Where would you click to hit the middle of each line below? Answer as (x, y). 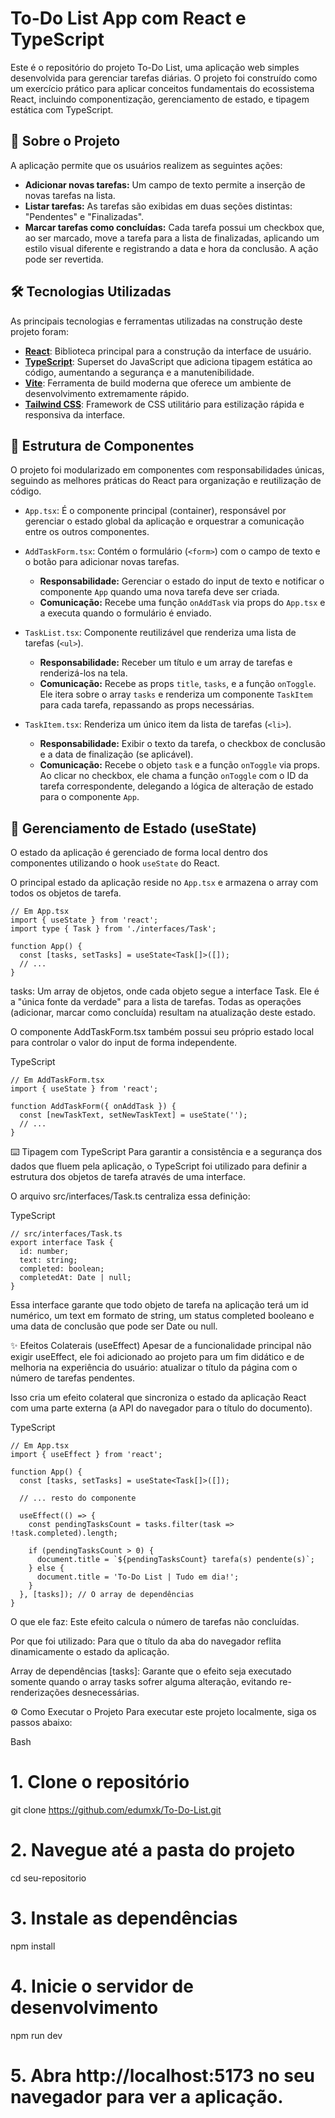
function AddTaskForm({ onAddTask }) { (93, 1107)
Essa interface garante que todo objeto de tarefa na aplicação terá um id (159, 1305)
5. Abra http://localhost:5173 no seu (163, 2076)
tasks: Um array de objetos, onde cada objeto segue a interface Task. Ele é (165, 991)
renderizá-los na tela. (83, 673)
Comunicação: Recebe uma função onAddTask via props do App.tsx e (182, 603)
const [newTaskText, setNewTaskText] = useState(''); (133, 1115)
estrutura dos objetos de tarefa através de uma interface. (128, 1177)
